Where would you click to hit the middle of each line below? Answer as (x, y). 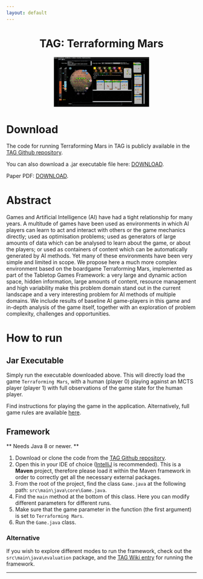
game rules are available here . (44, 412)
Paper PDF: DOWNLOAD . (37, 176)
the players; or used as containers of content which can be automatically (97, 250)
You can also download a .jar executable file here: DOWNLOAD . (85, 164)
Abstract (29, 200)
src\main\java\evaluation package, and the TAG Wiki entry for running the (100, 558)
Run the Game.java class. (46, 522)
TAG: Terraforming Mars (101, 43)
